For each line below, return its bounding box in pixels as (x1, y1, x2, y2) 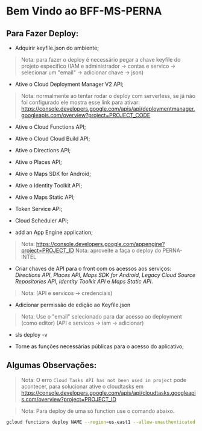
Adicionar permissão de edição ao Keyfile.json (14, 301, 131, 308)
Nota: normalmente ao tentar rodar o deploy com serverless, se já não (21, 92, 196, 99)
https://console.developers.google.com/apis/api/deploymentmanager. (21, 105, 195, 112)
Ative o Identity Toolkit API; (14, 182, 83, 189)
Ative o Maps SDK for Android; (14, 170, 92, 177)
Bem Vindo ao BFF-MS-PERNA (6, 4, 162, 18)
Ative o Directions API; (14, 147, 71, 154)
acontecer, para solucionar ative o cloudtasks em (21, 383, 144, 390)
